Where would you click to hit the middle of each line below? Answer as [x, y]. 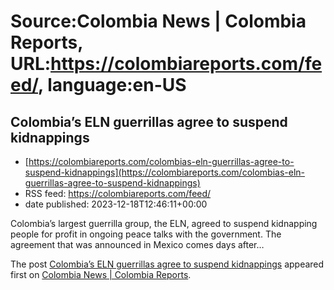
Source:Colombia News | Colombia [158, 21]
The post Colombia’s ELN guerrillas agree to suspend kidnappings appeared [167, 264]
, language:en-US [112, 85]
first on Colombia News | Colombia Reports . [101, 274]
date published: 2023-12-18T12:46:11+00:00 [116, 204]
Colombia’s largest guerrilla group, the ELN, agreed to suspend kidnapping [164, 223]
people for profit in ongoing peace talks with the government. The [146, 234]
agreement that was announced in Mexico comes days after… [137, 244]
